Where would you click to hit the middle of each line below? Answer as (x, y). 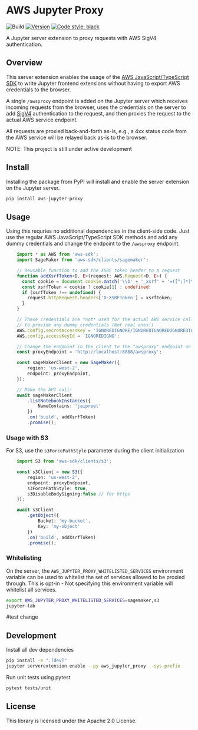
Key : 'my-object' (59, 526)
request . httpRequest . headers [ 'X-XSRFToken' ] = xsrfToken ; (100, 298)
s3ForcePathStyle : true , (58, 488)
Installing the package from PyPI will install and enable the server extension (98, 181)
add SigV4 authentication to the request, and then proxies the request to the (98, 113)
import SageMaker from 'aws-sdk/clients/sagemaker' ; (83, 260)
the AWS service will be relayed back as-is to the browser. (77, 137)
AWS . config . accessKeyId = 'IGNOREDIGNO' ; (68, 336)
